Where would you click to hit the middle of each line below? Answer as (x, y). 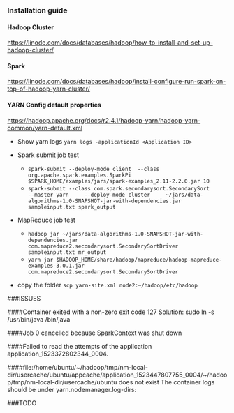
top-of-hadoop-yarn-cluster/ (49, 89)
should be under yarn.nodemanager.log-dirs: (72, 389)
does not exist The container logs (167, 382)
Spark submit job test (48, 155)
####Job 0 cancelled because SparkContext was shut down (95, 333)
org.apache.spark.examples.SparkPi (79, 175)
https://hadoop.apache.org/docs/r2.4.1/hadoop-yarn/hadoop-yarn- (104, 120)
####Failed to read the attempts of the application (80, 346)
